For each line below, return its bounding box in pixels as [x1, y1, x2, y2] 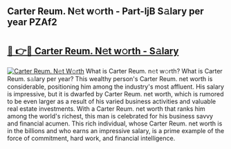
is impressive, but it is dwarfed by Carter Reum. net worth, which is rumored [7, 90, 224, 98]
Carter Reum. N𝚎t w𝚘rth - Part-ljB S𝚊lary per [7, 6, 204, 17]
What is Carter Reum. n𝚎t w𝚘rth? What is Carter [85, 67, 223, 75]
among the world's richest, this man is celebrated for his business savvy [7, 112, 213, 120]
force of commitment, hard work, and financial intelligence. [7, 134, 176, 142]
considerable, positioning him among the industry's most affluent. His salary [7, 82, 225, 91]
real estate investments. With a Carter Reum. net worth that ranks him [7, 105, 205, 113]
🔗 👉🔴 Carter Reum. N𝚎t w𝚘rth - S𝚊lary [7, 45, 179, 57]
